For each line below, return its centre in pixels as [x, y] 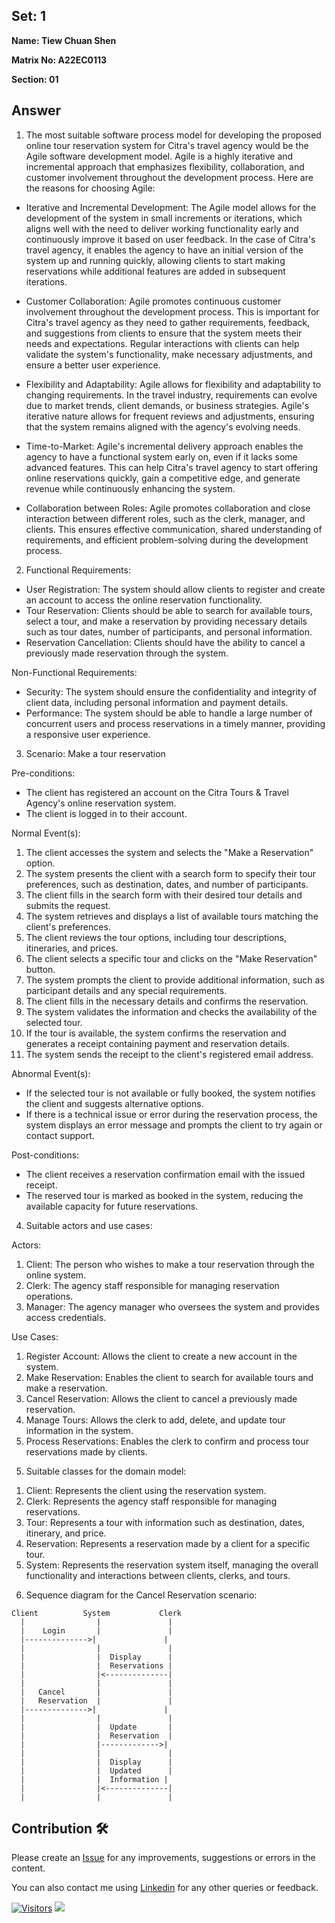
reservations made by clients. [86, 1451]
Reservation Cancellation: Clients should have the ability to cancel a [165, 642]
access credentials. [66, 1317]
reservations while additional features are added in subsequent [155, 271]
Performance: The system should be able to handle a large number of [169, 713]
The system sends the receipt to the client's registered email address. [169, 1054]
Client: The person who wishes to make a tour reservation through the [170, 1264]
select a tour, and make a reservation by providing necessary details [166, 621]
